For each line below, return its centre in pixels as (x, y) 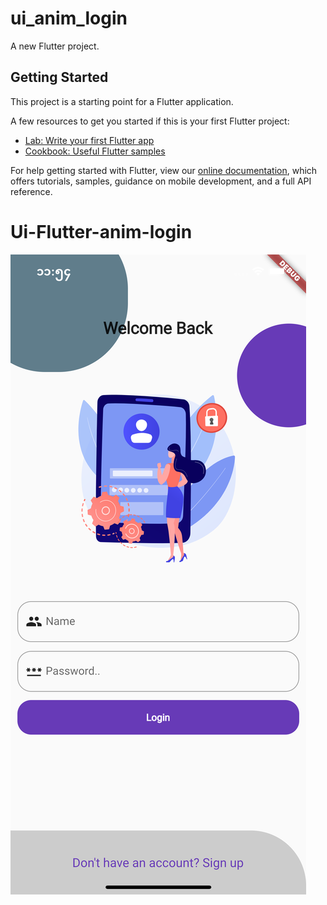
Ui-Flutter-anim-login (101, 231)
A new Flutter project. (55, 46)
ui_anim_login (69, 18)
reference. (31, 191)
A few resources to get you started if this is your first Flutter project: (150, 121)
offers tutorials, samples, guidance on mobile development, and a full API (161, 181)
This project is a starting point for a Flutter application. (122, 101)
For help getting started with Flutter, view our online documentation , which (164, 170)
